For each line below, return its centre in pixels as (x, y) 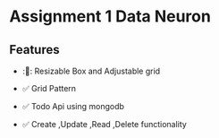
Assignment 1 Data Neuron (110, 17)
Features (34, 50)
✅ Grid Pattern (49, 88)
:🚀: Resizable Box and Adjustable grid (91, 71)
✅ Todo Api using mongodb (73, 106)
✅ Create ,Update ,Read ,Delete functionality (105, 124)
